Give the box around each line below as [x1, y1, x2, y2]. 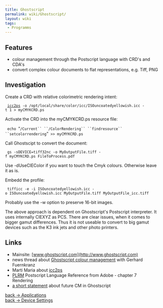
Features [5, 43, 33, 52]
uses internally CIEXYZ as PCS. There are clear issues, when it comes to [5, 214, 150, 220]
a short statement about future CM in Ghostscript [12, 283, 111, 288]
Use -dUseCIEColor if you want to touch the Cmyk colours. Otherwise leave [5, 162, 157, 168]
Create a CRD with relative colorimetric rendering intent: [5, 94, 118, 100]
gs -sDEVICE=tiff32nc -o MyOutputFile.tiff [7, 149, 97, 154]
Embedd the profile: [5, 177, 45, 183]
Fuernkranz [12, 262, 36, 267]
